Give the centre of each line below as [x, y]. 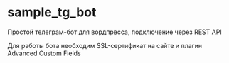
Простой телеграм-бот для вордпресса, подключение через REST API [114, 32]
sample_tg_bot [52, 12]
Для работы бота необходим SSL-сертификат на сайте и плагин [105, 45]
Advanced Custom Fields [44, 53]
